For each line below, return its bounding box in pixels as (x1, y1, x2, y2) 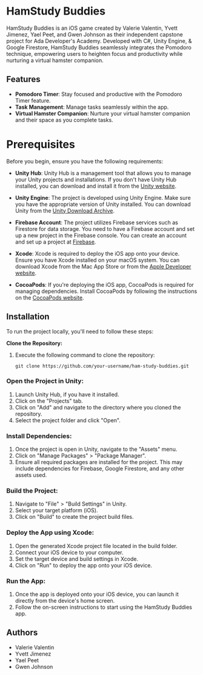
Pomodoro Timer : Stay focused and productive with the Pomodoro (15, 90, 182, 98)
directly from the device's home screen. (15, 597, 115, 604)
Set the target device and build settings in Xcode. (15, 555, 139, 563)
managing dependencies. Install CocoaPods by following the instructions (15, 287, 198, 295)
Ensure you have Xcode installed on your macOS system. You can (15, 256, 180, 264)
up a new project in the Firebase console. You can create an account (15, 231, 187, 239)
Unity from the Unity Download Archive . (15, 207, 115, 214)
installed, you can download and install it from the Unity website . (15, 182, 177, 190)
